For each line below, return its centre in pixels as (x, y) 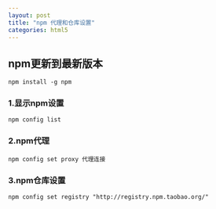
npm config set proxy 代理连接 (57, 159)
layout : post (29, 15)
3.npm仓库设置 (37, 180)
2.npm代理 (29, 141)
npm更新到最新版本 (56, 63)
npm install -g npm (40, 82)
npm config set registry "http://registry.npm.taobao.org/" (109, 197)
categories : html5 (38, 30)
